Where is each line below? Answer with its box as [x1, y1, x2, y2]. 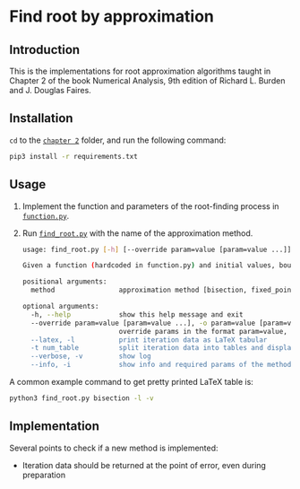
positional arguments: [21, 277, 107, 286]
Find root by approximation [9, 6, 215, 27]
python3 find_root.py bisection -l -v [9, 394, 154, 403]
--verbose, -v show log [30, 352, 151, 361]
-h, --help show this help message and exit [30, 310, 244, 319]
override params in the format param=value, [118, 327, 288, 336]
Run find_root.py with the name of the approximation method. [21, 227, 253, 239]
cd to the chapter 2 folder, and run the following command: [9, 135, 227, 145]
